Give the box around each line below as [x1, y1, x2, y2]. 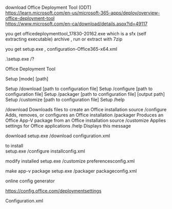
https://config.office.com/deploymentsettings [5, 188, 102, 194]
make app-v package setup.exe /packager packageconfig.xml [5, 168, 137, 174]
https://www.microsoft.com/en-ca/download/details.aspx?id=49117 [5, 20, 148, 27]
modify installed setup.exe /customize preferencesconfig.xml [5, 158, 135, 164]
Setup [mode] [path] [5, 76, 49, 81]
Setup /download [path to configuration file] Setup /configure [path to [5, 86, 153, 92]
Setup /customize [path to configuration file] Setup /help [5, 97, 125, 102]
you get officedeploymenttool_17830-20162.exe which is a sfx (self [5, 31, 147, 36]
